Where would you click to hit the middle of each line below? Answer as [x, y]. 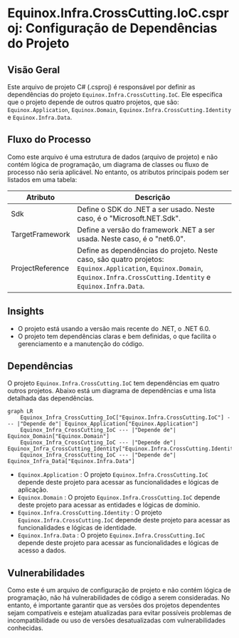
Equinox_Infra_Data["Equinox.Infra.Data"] [71, 462]
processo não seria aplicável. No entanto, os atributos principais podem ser [118, 172]
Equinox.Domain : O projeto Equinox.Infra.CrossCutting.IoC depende [119, 497]
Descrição [153, 197]
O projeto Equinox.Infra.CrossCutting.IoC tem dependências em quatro [113, 383]
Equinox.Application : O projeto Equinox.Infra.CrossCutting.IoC [113, 475]
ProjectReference [40, 268]
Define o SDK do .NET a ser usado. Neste [146, 209]
